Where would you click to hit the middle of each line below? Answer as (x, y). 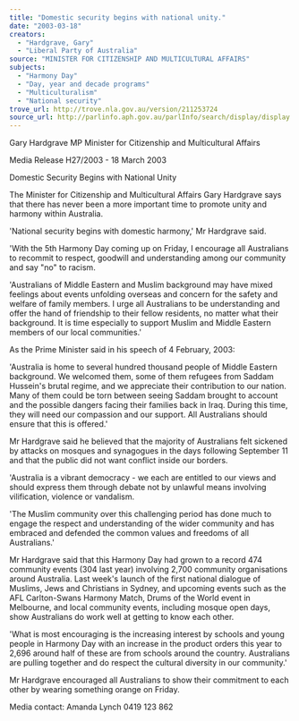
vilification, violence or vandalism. (72, 496)
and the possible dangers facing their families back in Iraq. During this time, (149, 405)
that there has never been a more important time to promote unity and (138, 204)
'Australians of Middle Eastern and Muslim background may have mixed (141, 285)
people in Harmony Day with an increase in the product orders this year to (145, 644)
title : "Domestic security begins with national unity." (118, 17)
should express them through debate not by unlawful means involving (138, 488)
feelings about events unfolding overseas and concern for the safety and (144, 294)
